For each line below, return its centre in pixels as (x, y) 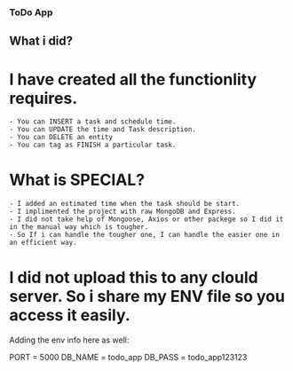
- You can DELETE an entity (61, 138)
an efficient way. (43, 243)
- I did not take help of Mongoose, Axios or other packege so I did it (146, 219)
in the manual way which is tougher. (79, 227)
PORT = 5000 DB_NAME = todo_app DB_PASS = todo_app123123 (128, 358)
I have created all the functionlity (133, 79)
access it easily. (70, 316)
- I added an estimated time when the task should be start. (125, 204)
